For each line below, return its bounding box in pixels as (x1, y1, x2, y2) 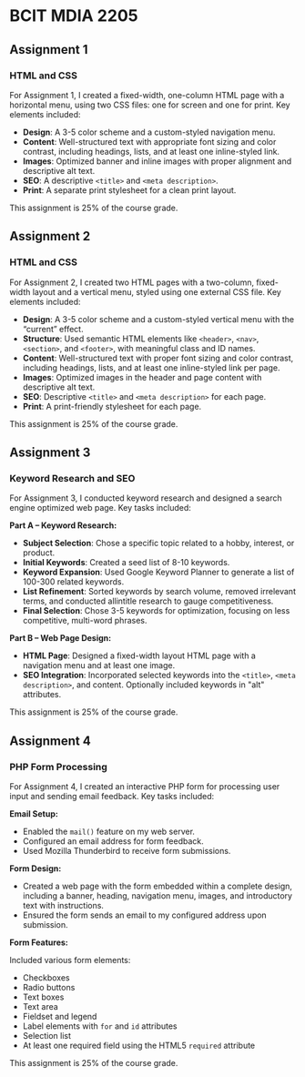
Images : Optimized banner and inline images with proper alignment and (22, 156, 292, 167)
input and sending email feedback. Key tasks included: (9, 790, 215, 801)
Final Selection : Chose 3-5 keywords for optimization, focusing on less (22, 605, 290, 616)
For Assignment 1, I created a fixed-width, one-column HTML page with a (9, 89, 285, 100)
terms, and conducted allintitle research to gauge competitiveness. (22, 595, 274, 606)
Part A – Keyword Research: (9, 520, 117, 531)
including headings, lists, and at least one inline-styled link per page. (22, 361, 280, 373)
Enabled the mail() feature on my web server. (22, 826, 196, 837)
